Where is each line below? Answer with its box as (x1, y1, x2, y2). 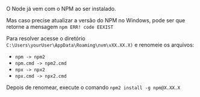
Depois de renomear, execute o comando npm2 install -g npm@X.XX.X (6, 84, 181, 91)
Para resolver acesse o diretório (6, 35, 86, 42)
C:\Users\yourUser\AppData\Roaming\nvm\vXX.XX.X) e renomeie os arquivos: (6, 42, 195, 48)
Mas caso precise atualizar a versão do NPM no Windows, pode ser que (6, 17, 186, 23)
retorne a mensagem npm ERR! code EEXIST (6, 23, 113, 30)
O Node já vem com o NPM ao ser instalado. (6, 5, 116, 12)
